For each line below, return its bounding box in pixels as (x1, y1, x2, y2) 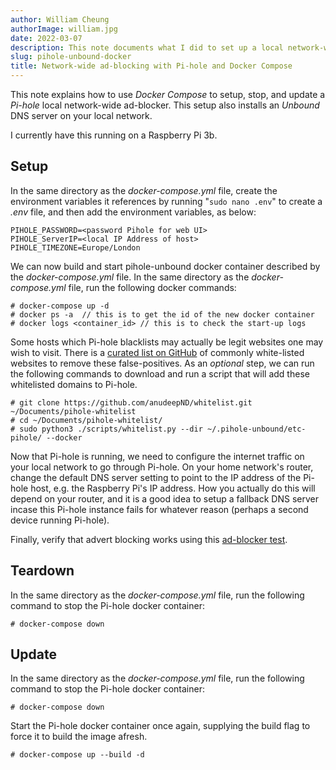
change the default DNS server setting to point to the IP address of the (10, 471, 302, 483)
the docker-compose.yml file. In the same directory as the (10, 271, 250, 283)
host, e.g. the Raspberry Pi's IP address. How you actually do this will (30, 482, 316, 494)
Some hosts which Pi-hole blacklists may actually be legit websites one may (10, 336, 324, 348)
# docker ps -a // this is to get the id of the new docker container (10, 309, 315, 320)
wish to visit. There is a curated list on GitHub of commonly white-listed (10, 346, 305, 358)
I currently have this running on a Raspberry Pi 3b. (10, 129, 218, 141)
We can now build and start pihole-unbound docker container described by (10, 260, 321, 272)
